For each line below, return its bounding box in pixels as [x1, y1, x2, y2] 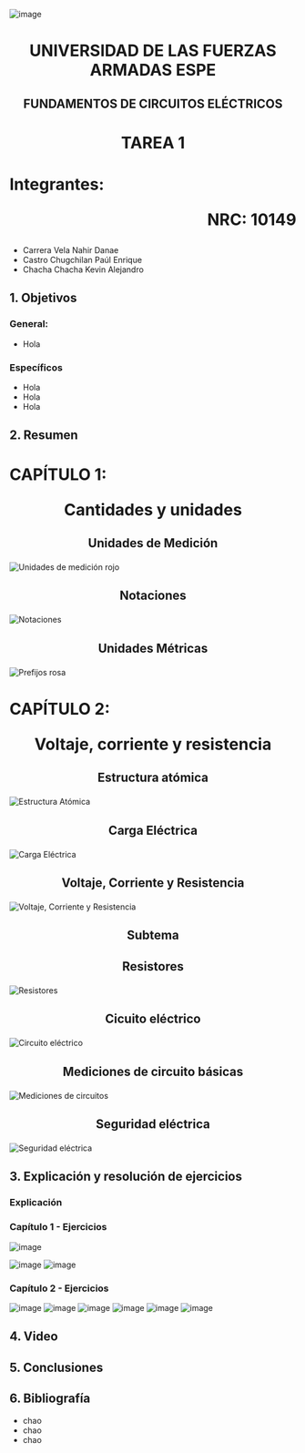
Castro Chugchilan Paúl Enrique [22, 254, 143, 265]
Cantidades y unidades [63, 499, 243, 520]
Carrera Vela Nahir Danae [22, 244, 119, 255]
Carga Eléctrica [107, 822, 198, 838]
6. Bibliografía [9, 1391, 91, 1407]
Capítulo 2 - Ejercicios [9, 1282, 109, 1295]
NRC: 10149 [207, 209, 297, 229]
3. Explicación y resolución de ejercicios [9, 1169, 243, 1184]
